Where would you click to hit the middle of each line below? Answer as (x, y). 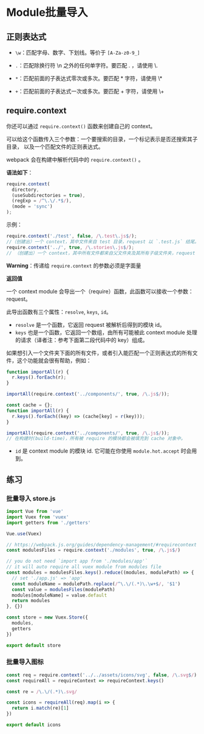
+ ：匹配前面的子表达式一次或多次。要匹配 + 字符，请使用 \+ (90, 91)
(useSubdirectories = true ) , (49, 195)
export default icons (34, 725)
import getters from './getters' (49, 523)
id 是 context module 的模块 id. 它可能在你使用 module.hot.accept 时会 (103, 451)
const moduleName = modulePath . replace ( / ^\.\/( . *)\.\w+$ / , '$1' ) (96, 584)
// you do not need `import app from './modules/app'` (77, 561)
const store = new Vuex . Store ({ (47, 617)
